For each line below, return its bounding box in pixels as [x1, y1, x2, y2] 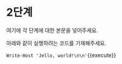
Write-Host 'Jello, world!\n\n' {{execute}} [6, 51, 117, 59]
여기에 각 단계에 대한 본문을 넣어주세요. [6, 27, 98, 34]
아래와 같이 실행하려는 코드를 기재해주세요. [6, 39, 107, 46]
